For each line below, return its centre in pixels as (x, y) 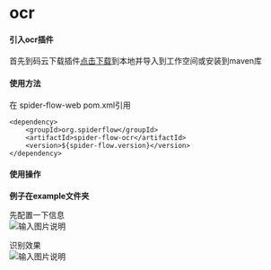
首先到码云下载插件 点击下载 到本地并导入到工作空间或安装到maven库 (135, 61)
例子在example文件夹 (49, 196)
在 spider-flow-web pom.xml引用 (70, 105)
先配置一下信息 (37, 214)
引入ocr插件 (31, 39)
